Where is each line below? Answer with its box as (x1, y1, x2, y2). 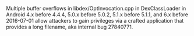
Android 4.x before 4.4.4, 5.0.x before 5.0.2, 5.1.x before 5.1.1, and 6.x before (6, 11, 188, 18)
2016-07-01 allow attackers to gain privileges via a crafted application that (6, 17, 184, 24)
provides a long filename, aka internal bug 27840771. (6, 23, 133, 30)
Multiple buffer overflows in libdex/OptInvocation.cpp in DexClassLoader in (6, 5, 186, 12)
